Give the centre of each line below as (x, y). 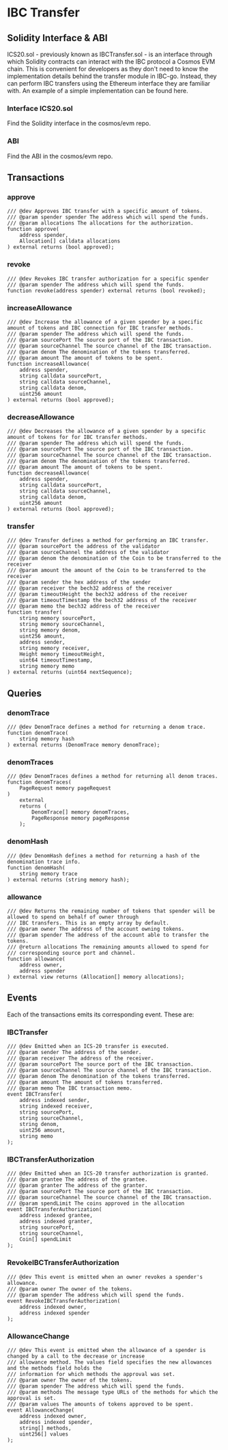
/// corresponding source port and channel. (71, 953)
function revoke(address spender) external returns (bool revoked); (106, 290)
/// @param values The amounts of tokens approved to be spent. (100, 1404)
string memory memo (47, 666)
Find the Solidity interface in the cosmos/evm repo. (79, 123)
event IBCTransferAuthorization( (55, 1210)
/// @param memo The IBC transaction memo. (70, 1088)
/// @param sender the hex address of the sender (79, 583)
